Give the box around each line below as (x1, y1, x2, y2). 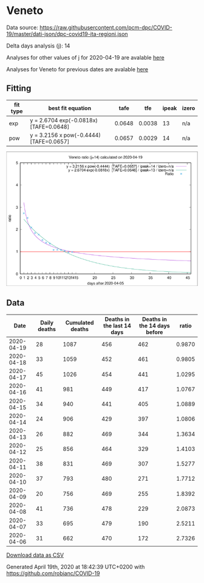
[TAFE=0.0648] (30, 123, 70, 130)
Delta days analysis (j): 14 (6, 42, 70, 49)
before (145, 329, 163, 336)
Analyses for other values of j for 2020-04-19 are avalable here (6, 54, 165, 61)
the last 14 (103, 322, 132, 329)
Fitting (6, 83, 32, 94)
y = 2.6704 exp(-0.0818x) (30, 116, 98, 124)
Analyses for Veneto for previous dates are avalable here (6, 65, 149, 73)
